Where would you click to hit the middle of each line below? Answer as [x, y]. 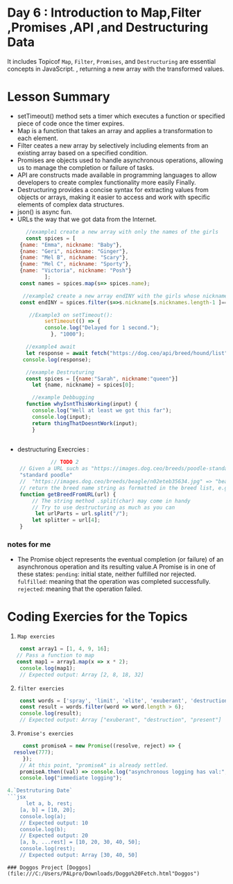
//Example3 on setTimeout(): [71, 315]
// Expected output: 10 [54, 823]
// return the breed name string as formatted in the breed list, [118, 488]
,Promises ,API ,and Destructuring [108, 27]
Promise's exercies [45, 734]
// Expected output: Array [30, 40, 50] [79, 855]
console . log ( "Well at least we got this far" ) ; [102, 410]
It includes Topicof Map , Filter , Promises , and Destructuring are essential [112, 61]
